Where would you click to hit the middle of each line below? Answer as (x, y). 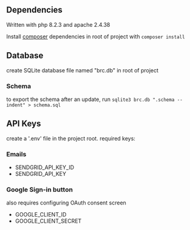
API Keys (24, 124)
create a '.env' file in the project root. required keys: (71, 138)
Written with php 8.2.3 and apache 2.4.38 (58, 24)
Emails (16, 154)
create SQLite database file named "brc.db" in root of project (83, 70)
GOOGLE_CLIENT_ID (41, 215)
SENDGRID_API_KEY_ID (45, 167)
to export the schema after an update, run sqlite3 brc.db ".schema (90, 99)
